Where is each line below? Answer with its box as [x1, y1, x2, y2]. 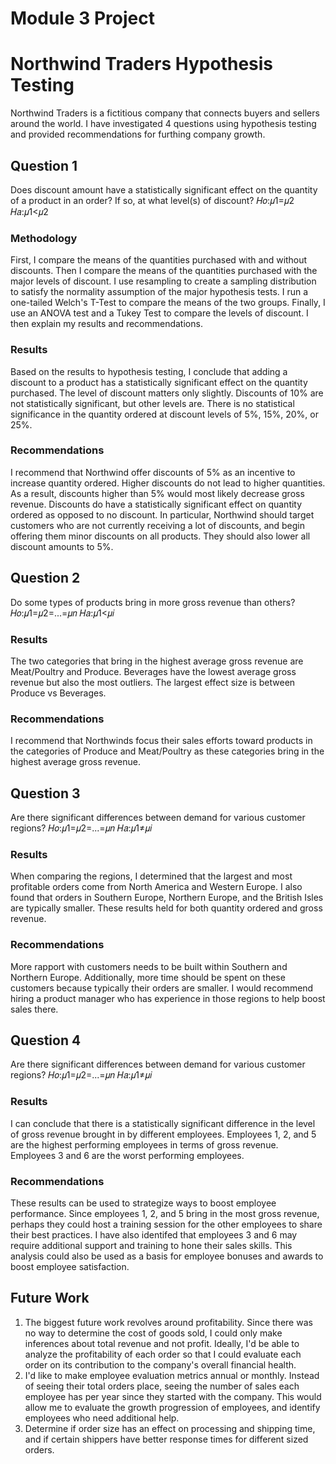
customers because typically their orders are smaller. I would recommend [10, 982, 314, 994]
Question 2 [10, 570, 81, 587]
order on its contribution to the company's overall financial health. [24, 1358, 297, 1371]
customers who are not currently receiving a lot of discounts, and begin [10, 519, 306, 531]
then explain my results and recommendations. [10, 318, 203, 330]
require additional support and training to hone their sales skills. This [10, 1240, 293, 1252]
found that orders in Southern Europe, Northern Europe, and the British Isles [10, 892, 324, 904]
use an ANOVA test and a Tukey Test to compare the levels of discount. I [10, 307, 309, 319]
